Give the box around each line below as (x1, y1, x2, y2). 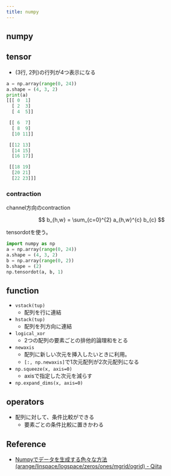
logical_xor (15, 331, 45, 337)
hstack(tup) (15, 317, 45, 323)
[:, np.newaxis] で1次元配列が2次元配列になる (24, 358, 140, 366)
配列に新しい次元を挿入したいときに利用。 (24, 351, 131, 358)
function (6, 285, 39, 296)
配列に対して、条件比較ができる (15, 414, 95, 421)
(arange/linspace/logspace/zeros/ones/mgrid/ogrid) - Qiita (15, 462, 162, 469)
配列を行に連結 (24, 309, 62, 316)
